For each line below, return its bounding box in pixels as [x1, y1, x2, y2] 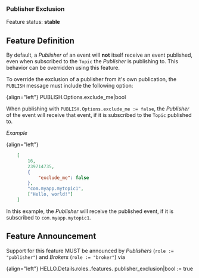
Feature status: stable [6, 18, 61, 26]
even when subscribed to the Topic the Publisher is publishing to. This [6, 58, 179, 65]
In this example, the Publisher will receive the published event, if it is [6, 208, 174, 215]
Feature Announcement [6, 231, 97, 242]
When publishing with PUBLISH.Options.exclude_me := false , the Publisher [6, 105, 189, 112]
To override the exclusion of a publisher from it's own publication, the [6, 76, 177, 83]
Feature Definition [6, 35, 74, 46]
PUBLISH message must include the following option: [6, 82, 133, 89]
